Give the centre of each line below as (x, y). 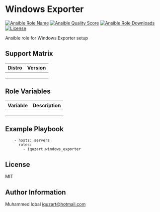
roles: (25, 145)
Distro (15, 67)
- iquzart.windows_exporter (52, 149)
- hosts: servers (32, 141)
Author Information (36, 192)
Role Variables (28, 92)
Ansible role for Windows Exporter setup (47, 38)
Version (37, 67)
